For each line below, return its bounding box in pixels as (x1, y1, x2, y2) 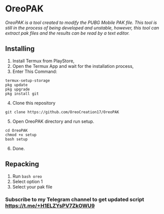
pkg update (5, 82, 28, 87)
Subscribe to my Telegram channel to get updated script (5, 196, 145, 203)
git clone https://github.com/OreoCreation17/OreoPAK (5, 109, 120, 115)
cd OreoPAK (5, 128, 28, 133)
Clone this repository (12, 100, 56, 106)
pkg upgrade (5, 87, 30, 92)
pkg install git (5, 91, 39, 96)
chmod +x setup (5, 132, 37, 137)
